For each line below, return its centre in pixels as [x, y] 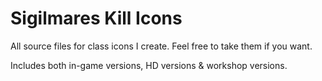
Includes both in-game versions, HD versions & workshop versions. [149, 65]
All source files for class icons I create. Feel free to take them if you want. [161, 46]
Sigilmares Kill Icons [96, 18]
